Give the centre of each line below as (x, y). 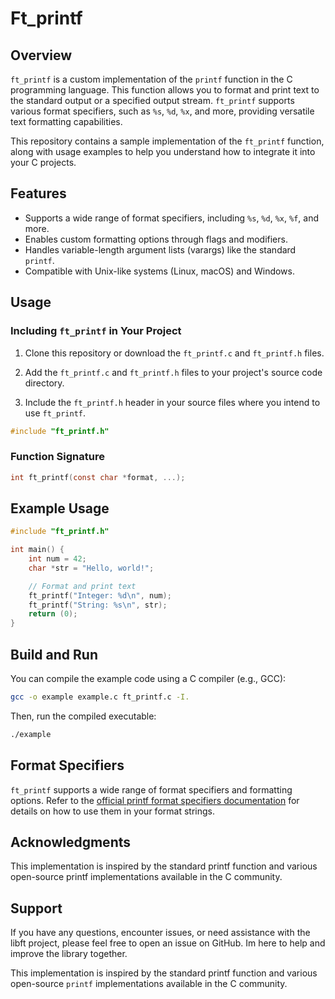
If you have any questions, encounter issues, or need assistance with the (160, 933)
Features (38, 193)
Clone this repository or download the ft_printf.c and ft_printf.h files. (174, 353)
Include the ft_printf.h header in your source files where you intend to (172, 402)
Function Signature (57, 457)
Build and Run (54, 654)
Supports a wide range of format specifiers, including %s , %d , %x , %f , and (171, 218)
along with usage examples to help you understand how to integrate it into (163, 151)
